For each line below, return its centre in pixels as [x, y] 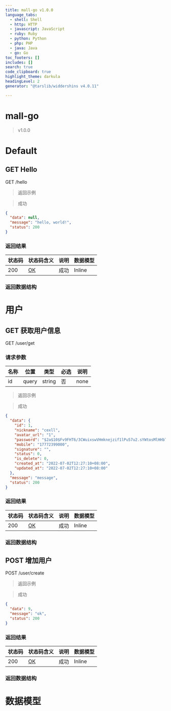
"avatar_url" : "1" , [35, 435]
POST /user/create [25, 573]
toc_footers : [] [22, 58]
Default [21, 151]
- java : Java [24, 48]
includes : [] [19, 62]
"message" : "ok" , [28, 614]
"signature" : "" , [33, 449]
